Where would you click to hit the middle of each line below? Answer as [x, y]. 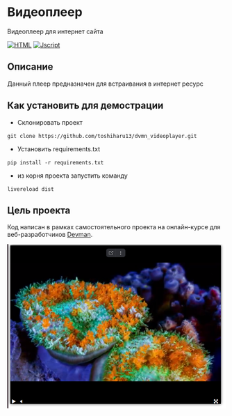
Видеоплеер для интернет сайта [55, 31]
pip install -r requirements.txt [56, 162]
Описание [30, 67]
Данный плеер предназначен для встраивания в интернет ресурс [105, 84]
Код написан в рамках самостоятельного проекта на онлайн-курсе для [114, 227]
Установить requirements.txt [59, 149]
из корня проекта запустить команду [73, 176]
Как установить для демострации [85, 106]
